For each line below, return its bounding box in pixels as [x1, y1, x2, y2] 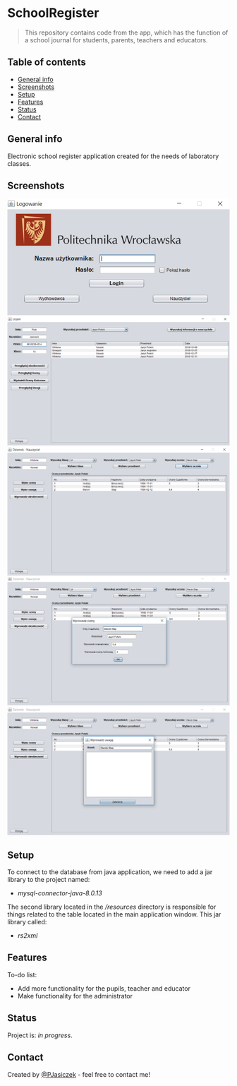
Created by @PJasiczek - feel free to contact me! [7, 1070, 150, 1078]
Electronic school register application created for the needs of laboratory [7, 152, 219, 160]
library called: [7, 918, 47, 926]
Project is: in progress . [7, 1031, 73, 1039]
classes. [7, 159, 32, 167]
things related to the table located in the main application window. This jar [7, 910, 221, 919]
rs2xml [17, 931, 38, 940]
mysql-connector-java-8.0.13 [17, 889, 102, 897]
